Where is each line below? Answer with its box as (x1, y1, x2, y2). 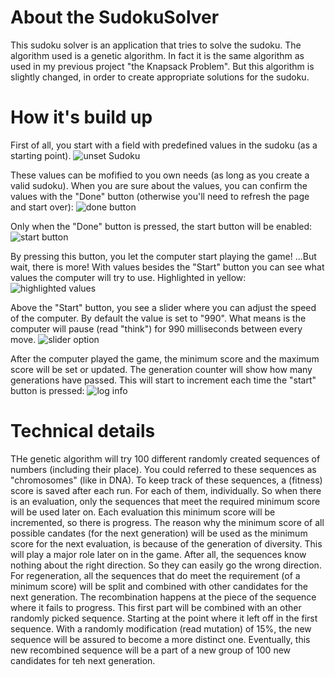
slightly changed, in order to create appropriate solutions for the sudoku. (10, 71, 310, 83)
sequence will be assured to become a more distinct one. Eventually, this (10, 633, 311, 645)
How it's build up (10, 106, 153, 129)
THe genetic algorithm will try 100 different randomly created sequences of (10, 452, 321, 465)
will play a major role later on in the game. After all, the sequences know (10, 548, 307, 560)
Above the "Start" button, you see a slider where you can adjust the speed (10, 301, 317, 313)
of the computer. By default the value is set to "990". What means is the (10, 312, 307, 324)
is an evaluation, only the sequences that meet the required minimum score (10, 495, 321, 507)
